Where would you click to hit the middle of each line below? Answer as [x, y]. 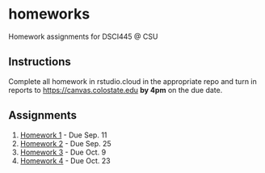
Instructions [40, 62]
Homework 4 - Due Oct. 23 [65, 160]
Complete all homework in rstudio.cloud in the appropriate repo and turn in [132, 81]
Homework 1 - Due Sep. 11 [63, 135]
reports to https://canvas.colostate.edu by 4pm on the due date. [116, 90]
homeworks [49, 14]
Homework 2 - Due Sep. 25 [65, 143]
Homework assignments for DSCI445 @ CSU [83, 36]
